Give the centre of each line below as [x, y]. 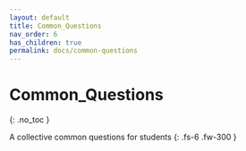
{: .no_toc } [30, 120]
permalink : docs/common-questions [74, 51]
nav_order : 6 [34, 34]
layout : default [39, 17]
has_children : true [46, 42]
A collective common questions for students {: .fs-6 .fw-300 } [123, 137]
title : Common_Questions [55, 26]
